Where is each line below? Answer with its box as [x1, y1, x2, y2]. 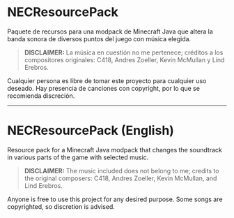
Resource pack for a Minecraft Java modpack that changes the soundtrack [7, 145, 223, 154]
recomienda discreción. [7, 92, 75, 100]
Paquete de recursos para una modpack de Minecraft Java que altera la [7, 27, 214, 36]
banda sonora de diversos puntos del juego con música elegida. [7, 34, 192, 43]
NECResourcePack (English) [7, 123, 174, 138]
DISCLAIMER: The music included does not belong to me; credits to [24, 166, 219, 175]
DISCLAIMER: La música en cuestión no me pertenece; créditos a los [24, 48, 224, 57]
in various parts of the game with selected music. [7, 153, 149, 161]
